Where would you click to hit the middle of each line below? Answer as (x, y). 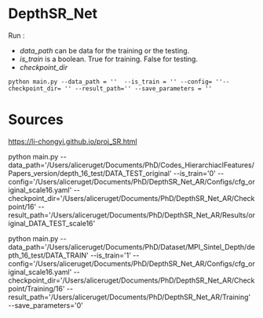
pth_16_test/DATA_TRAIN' (48, 255)
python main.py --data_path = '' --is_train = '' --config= (110, 82)
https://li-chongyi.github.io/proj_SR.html (73, 141)
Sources (36, 120)
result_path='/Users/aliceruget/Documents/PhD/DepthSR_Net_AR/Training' (130, 297)
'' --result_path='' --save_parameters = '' (138, 88)
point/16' (22, 207)
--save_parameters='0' (46, 305)
